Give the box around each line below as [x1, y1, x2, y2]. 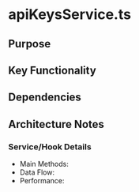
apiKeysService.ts [8, 6, 132, 24]
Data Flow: [19, 168, 55, 177]
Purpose [8, 37, 51, 51]
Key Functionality [8, 63, 96, 77]
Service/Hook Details [8, 141, 92, 152]
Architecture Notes [8, 117, 105, 131]
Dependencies [8, 91, 81, 104]
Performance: [19, 176, 65, 186]
